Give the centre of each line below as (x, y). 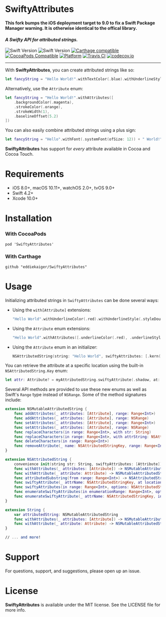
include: (13, 400)
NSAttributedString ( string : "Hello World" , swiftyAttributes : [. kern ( (86, 356)
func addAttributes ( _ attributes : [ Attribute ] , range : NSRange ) (82, 418)
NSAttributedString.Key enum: (37, 371)
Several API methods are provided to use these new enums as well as (76, 389)
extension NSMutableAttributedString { (46, 409)
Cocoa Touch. (19, 154)
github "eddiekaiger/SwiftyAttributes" (46, 267)
